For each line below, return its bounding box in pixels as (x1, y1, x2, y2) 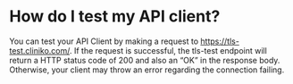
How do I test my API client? (9, 6, 221, 27)
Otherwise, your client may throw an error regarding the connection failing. (9, 64, 285, 75)
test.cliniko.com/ (9, 45, 70, 55)
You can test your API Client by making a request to (9, 36, 199, 46)
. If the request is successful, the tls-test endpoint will (70, 45, 268, 55)
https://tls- (200, 36, 239, 46)
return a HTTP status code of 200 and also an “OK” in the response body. (9, 55, 280, 65)
